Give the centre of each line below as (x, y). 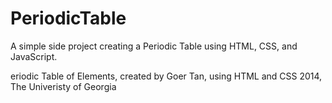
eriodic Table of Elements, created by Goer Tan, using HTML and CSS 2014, (166, 76)
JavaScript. (34, 56)
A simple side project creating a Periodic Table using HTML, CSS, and (154, 46)
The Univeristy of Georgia (63, 86)
